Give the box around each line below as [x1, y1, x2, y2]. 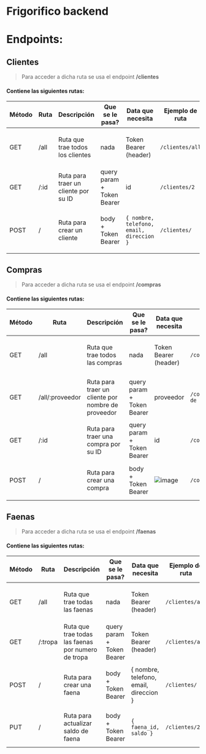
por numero [63, 645, 97, 654]
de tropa [63, 653, 88, 662]
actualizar [63, 719, 92, 728]
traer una [86, 432, 113, 441]
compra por [86, 440, 121, 449]
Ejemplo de [164, 106, 197, 115]
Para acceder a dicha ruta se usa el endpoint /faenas [21, 528, 156, 535]
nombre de [86, 401, 118, 409]
